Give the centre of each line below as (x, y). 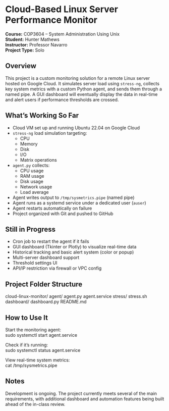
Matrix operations (38, 160)
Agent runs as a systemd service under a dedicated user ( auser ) (79, 202)
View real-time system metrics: (38, 360)
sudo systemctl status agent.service (43, 350)
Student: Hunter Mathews (32, 39)
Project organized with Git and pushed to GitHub (63, 214)
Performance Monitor (51, 20)
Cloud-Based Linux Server (62, 9)
